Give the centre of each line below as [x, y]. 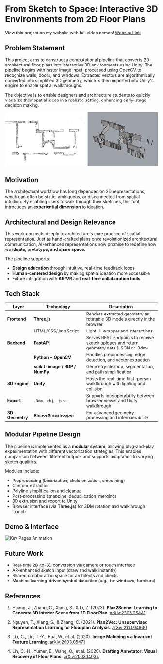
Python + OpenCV [52, 357]
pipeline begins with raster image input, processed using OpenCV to [73, 70]
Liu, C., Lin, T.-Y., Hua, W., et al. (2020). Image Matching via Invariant [82, 637]
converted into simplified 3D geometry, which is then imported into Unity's [79, 80]
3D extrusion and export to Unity [45, 501]
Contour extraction [31, 485]
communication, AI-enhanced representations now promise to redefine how [81, 244]
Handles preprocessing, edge [116, 355]
